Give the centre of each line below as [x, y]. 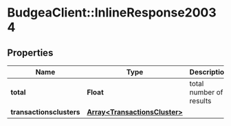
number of [206, 92]
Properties [30, 53]
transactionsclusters [45, 112]
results [200, 101]
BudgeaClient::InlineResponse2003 [112, 13]
